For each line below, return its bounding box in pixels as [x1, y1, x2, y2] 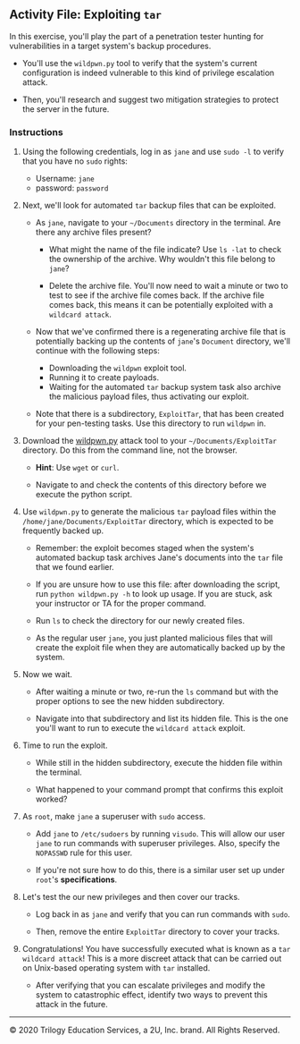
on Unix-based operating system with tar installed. [21, 963, 211, 973]
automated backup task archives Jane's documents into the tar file [35, 552, 284, 563]
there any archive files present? [35, 227, 152, 238]
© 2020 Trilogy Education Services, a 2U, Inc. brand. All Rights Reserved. [9, 1024, 280, 1036]
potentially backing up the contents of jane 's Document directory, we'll [35, 335, 291, 347]
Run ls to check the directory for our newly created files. [35, 615, 246, 626]
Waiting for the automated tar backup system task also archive [48, 382, 281, 393]
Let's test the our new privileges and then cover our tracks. [21, 892, 240, 903]
